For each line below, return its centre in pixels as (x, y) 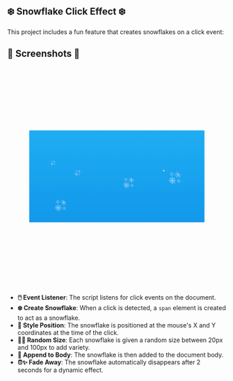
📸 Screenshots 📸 (43, 54)
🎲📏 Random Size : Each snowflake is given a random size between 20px (120, 340)
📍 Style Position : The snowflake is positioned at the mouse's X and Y (116, 325)
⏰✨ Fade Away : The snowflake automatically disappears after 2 (109, 362)
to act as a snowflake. (49, 318)
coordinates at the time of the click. (68, 332)
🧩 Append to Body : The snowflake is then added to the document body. (120, 355)
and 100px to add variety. (54, 347)
